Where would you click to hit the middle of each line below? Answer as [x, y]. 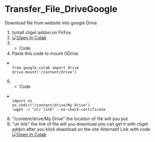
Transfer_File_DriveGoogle [61, 9]
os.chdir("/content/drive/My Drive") [51, 105]
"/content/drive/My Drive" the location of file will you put [70, 118]
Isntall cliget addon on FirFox [41, 32]
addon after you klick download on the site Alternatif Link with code [81, 129]
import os [22, 101]
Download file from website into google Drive [51, 23]
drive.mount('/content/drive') [44, 72]
